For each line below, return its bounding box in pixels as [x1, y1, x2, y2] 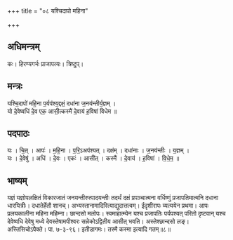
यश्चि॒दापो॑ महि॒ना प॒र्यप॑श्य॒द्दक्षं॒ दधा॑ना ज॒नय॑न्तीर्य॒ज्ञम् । [7, 99, 116, 107]
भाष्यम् [7, 175, 27, 187]
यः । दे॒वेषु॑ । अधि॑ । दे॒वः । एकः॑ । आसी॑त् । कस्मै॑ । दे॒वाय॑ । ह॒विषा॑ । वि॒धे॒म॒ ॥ [7, 154, 180, 163]
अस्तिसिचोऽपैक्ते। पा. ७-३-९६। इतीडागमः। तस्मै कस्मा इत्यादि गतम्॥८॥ [7, 225, 171, 234]
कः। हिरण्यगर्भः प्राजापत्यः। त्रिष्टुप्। [7, 60, 84, 68]
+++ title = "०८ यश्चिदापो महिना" [7, 7, 88, 15]
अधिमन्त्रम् [7, 41, 40, 53]
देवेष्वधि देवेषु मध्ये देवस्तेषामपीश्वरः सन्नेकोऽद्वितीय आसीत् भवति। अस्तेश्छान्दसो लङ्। [7, 218, 189, 226]
